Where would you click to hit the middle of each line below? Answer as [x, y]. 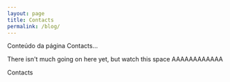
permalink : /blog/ [34, 26]
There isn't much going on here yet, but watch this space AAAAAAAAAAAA [115, 59]
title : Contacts [30, 20]
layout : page [26, 13]
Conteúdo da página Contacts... [53, 46]
